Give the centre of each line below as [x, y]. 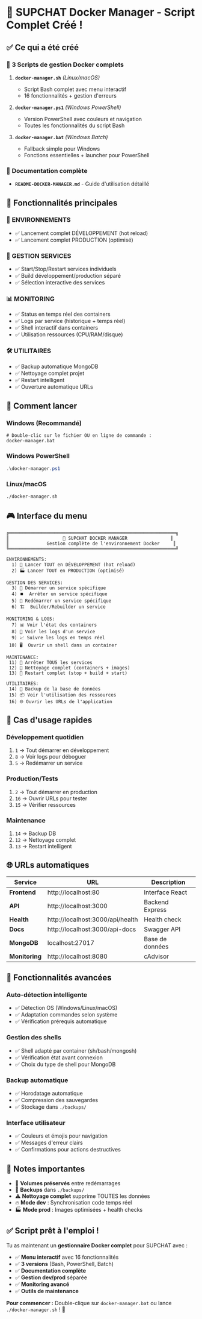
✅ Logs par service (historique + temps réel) [70, 321]
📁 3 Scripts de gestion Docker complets [65, 64]
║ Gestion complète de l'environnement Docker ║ [91, 544]
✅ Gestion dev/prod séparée [51, 1277]
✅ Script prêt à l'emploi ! [53, 1231]
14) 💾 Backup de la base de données [55, 689]
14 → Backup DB [35, 833]
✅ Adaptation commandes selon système [66, 1015]
